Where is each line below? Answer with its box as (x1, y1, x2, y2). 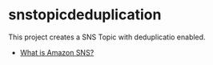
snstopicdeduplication (8, 6, 162, 24)
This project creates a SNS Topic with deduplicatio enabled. (8, 32, 206, 42)
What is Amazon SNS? (19, 47, 94, 57)
